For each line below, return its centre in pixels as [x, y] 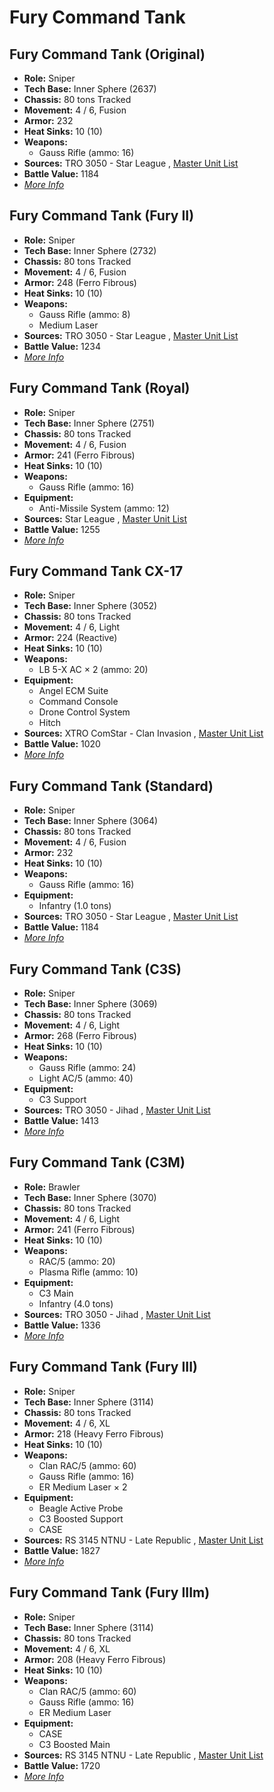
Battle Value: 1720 [62, 1765]
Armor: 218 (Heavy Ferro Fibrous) [93, 1433]
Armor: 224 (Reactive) [70, 638]
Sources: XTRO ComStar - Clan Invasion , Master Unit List [143, 733]
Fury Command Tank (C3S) [95, 969]
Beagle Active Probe [81, 1508]
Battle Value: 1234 [62, 346]
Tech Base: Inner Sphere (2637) [90, 89]
